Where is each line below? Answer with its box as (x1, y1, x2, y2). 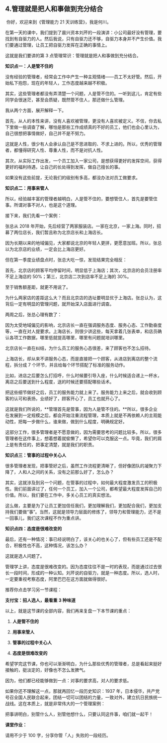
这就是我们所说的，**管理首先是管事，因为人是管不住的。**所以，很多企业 (5, 406, 158, 412)
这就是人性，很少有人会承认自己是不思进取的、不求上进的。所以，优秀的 (5, 141, 153, 147)
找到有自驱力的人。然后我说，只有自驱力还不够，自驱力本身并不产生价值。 (5, 35, 158, 41)
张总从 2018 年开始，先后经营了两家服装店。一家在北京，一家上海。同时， (5, 223, 157, 229)
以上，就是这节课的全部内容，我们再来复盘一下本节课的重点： (5, 608, 132, 614)
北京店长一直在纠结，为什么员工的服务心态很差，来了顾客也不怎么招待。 (5, 345, 153, 351)
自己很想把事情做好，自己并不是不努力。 (5, 130, 88, 136)
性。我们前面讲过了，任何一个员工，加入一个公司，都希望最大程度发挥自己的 (5, 486, 162, 492)
